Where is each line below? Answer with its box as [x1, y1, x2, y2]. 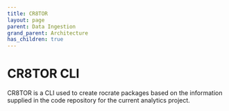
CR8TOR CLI [7, 66, 80, 82]
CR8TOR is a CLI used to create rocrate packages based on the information [7, 89, 223, 97]
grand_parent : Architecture [7, 29, 89, 37]
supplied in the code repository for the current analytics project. [7, 96, 191, 105]
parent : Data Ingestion [7, 23, 76, 30]
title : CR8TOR [7, 10, 49, 17]
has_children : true [7, 36, 64, 43]
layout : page [7, 17, 45, 24]
